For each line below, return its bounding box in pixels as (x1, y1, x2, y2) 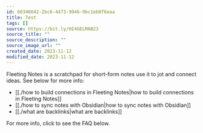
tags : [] (6, 20, 28, 26)
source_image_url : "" (6, 43, 61, 49)
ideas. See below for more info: (6, 77, 85, 84)
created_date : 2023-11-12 (6, 48, 72, 54)
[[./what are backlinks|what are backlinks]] (15, 108, 122, 115)
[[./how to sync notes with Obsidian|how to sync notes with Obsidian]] (15, 101, 191, 109)
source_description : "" (6, 37, 67, 43)
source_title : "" (6, 31, 50, 37)
